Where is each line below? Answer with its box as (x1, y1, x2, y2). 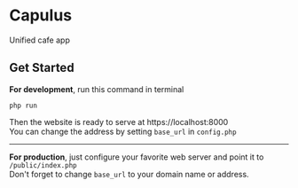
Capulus (9, 5, 73, 26)
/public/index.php (9, 161, 77, 169)
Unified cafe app (9, 35, 71, 45)
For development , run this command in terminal (9, 83, 184, 94)
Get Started (9, 60, 74, 75)
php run (9, 101, 38, 110)
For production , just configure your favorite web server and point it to (9, 152, 264, 162)
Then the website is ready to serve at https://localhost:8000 (9, 116, 229, 127)
